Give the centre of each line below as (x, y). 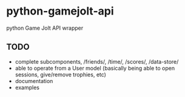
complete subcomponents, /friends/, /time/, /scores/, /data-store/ (97, 61)
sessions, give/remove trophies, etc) (60, 75)
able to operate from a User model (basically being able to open (95, 68)
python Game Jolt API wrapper (45, 28)
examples (27, 87)
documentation (34, 81)
